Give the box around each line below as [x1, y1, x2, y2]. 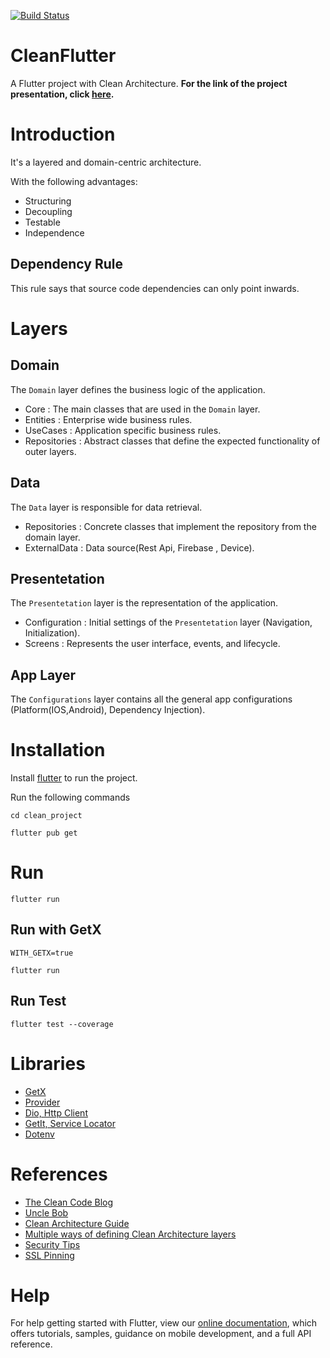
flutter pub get [10, 828, 78, 839]
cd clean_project [10, 811, 83, 821]
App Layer [10, 666, 77, 684]
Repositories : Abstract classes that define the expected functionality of [24, 435, 321, 447]
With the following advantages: [10, 175, 138, 187]
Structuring [24, 195, 72, 207]
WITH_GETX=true [10, 948, 74, 958]
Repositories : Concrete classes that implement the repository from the [24, 520, 317, 532]
